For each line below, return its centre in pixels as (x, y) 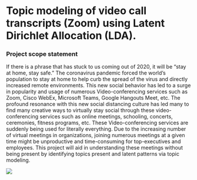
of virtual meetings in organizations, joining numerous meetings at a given (96, 135)
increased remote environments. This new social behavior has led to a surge (98, 86)
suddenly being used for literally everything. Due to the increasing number (96, 129)
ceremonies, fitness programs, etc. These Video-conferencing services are (97, 123)
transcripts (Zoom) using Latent (86, 23)
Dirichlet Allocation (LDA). (71, 36)
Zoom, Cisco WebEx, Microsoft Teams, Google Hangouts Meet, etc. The (93, 98)
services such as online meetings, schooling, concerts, (106, 117)
